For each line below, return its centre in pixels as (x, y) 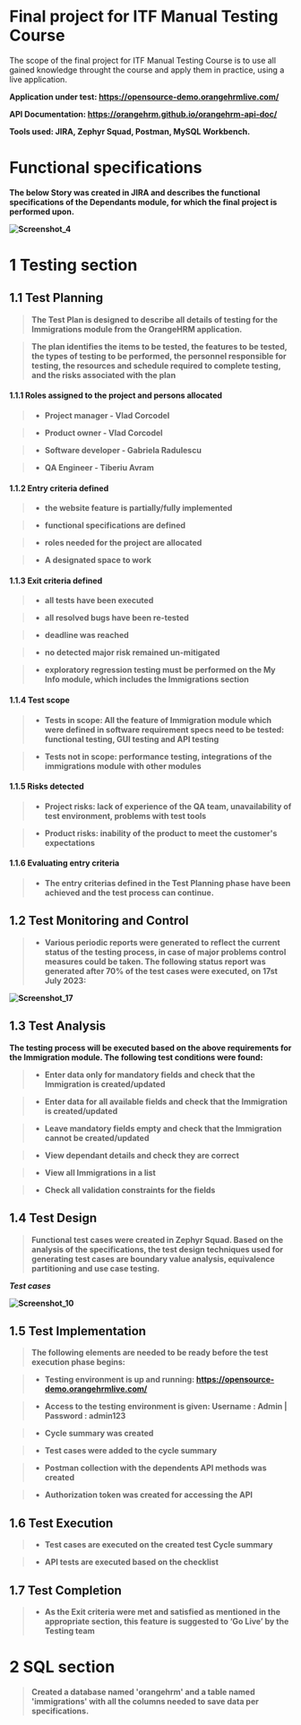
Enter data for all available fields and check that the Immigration (166, 1101)
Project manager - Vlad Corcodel (107, 416)
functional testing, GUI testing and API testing (132, 739)
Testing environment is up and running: (120, 1380)
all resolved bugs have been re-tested (117, 618)
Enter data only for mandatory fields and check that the (150, 1074)
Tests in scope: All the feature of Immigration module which (158, 720)
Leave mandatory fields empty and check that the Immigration (163, 1128)
